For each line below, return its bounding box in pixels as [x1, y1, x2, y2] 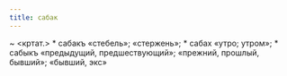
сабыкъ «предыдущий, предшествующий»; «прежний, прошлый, [9, 46, 260, 58]
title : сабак [9, 13, 58, 22]
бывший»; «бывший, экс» [9, 56, 108, 67]
